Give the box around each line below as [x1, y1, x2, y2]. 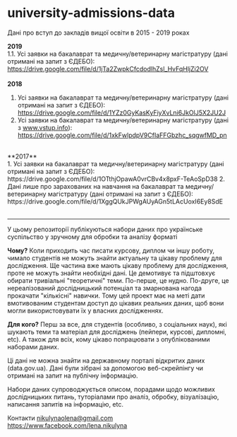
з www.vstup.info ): [17, 123, 73, 132]
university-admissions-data [7, 5, 175, 21]
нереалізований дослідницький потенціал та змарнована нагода [7, 284, 202, 292]
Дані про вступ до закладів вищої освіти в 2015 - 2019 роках [7, 28, 190, 37]
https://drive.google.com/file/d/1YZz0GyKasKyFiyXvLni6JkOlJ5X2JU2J [17, 108, 226, 117]
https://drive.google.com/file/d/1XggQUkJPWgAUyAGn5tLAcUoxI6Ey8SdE [7, 197, 224, 206]
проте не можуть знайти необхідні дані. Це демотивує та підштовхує [7, 269, 216, 277]
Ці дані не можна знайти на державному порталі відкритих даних [7, 356, 205, 365]
